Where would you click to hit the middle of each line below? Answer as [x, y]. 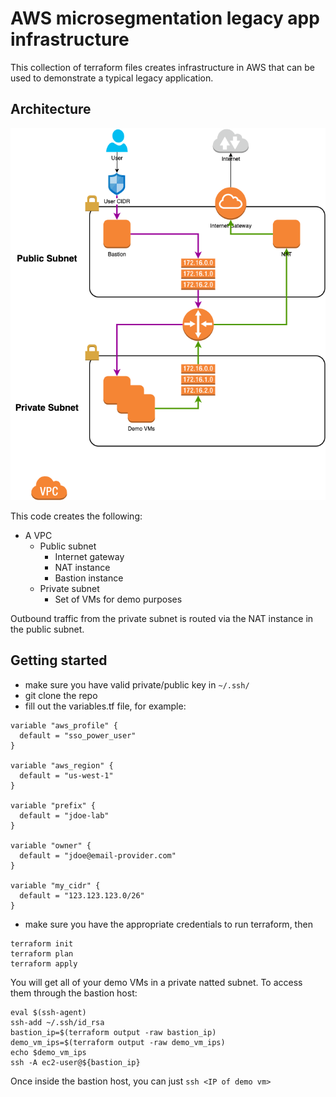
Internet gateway [89, 556]
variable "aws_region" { [62, 765]
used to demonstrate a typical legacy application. [112, 78]
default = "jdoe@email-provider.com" [98, 855]
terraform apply [44, 963]
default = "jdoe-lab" [64, 815]
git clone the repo [61, 695]
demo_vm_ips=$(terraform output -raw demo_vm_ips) [118, 1042]
